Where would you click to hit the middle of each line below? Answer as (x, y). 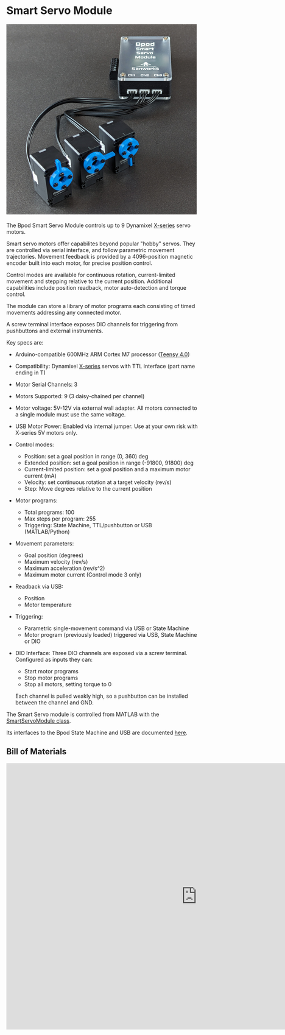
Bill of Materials (37, 752)
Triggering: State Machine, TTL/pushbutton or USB (88, 525)
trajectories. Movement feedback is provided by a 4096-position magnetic (100, 256)
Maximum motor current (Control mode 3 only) (83, 574)
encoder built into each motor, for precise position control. (79, 263)
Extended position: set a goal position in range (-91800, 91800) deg (109, 463)
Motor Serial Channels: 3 (46, 384)
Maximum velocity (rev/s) (56, 561)
